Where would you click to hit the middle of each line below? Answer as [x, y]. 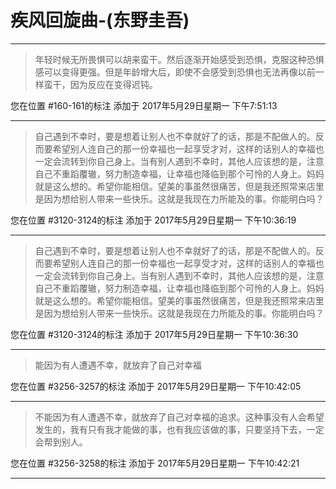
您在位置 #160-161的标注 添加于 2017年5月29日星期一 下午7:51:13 [144, 105]
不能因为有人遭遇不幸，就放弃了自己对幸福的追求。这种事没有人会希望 [179, 417]
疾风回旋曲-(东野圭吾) [100, 20]
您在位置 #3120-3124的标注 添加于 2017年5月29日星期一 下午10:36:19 [153, 220]
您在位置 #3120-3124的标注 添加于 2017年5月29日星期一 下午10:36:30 [154, 334]
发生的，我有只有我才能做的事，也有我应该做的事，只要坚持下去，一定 [179, 429]
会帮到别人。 [61, 442]
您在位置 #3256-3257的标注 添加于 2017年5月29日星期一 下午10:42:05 [156, 386]
